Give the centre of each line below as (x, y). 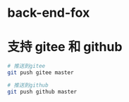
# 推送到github (28, 85)
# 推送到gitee (26, 66)
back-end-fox (49, 13)
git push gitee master (41, 73)
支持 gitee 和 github (65, 47)
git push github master (42, 92)
